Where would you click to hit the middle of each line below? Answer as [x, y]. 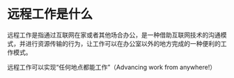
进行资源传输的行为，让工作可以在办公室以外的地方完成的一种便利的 [123, 43]
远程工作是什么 [50, 14]
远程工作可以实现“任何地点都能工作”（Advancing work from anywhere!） [112, 67]
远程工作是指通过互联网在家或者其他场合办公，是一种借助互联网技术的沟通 [114, 35]
